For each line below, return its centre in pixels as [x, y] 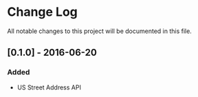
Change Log [42, 12]
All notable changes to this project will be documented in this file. [100, 31]
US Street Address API [49, 87]
